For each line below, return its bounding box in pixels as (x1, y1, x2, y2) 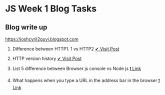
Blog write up (5, 23, 47, 31)
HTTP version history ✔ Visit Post (12, 55, 82, 61)
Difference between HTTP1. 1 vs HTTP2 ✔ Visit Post (12, 46, 119, 51)
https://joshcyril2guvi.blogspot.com (5, 36, 79, 42)
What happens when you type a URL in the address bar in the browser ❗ (12, 77, 160, 83)
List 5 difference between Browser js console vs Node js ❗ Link (12, 65, 141, 71)
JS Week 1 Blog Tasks (5, 3, 97, 14)
